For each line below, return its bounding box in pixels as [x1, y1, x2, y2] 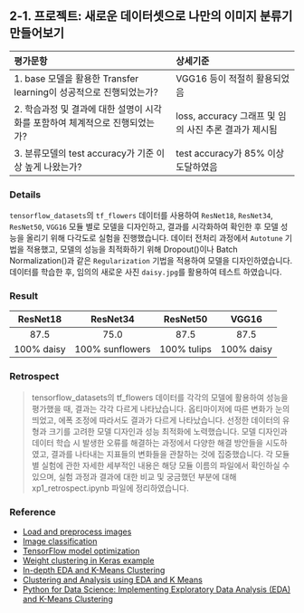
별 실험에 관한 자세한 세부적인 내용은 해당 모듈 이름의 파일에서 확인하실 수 [31, 460, 290, 471]
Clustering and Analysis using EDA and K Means [22, 574, 204, 585]
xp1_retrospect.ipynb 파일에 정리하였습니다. [31, 483, 190, 493]
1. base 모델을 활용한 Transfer [14, 72, 139, 84]
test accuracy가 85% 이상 [176, 147, 285, 159]
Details [9, 188, 42, 201]
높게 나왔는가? [24, 160, 82, 173]
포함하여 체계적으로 [33, 116, 111, 129]
